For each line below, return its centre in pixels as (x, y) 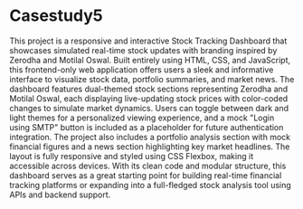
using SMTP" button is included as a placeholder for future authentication (147, 127)
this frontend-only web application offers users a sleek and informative (142, 70)
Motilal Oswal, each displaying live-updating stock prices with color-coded (149, 98)
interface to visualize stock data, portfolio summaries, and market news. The (152, 79)
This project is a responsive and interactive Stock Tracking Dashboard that (148, 41)
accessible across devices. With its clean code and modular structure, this (148, 166)
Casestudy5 (56, 16)
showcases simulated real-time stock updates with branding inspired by (143, 50)
